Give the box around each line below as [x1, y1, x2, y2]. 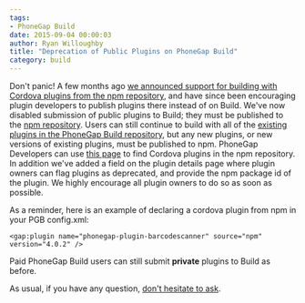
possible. [9, 187, 44, 197]
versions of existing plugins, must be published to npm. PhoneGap [9, 138, 259, 149]
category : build [9, 56, 71, 65]
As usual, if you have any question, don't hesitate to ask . [9, 283, 221, 294]
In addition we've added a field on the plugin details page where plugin [9, 158, 276, 168]
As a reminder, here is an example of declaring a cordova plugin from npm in [9, 205, 297, 215]
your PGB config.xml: [9, 215, 89, 225]
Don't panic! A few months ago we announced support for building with [9, 81, 278, 91]
